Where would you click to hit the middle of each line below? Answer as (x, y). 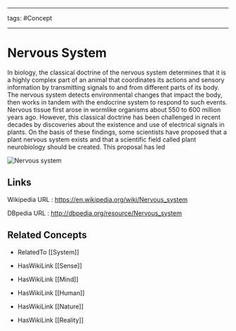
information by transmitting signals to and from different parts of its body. (113, 87)
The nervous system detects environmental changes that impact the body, (115, 95)
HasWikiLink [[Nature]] (51, 306)
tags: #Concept (30, 18)
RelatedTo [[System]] (48, 252)
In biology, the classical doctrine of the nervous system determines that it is (117, 72)
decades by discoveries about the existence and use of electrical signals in (116, 124)
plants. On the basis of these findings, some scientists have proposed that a (117, 132)
